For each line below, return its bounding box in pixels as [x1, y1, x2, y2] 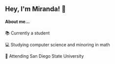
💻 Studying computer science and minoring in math [5, 41, 110, 47]
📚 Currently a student [5, 30, 50, 36]
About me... [5, 18, 30, 25]
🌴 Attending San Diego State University [5, 53, 84, 59]
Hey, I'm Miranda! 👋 [5, 5, 66, 13]
